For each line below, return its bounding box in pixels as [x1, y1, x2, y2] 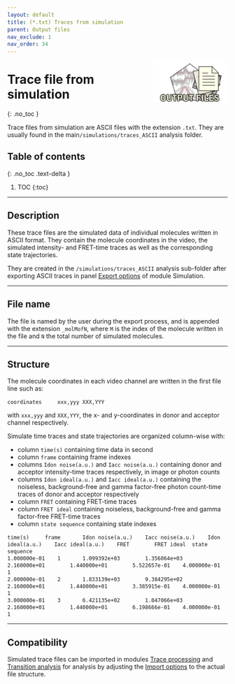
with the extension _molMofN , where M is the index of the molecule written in [7, 324, 224, 333]
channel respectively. [7, 419, 69, 427]
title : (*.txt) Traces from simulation [7, 18, 124, 26]
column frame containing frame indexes [17, 453, 131, 461]
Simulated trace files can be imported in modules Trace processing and [7, 655, 213, 664]
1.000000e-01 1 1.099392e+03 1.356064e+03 [7, 555, 183, 562]
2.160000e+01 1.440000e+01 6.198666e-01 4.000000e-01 [7, 604, 220, 611]
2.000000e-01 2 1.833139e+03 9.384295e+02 [7, 576, 183, 583]
